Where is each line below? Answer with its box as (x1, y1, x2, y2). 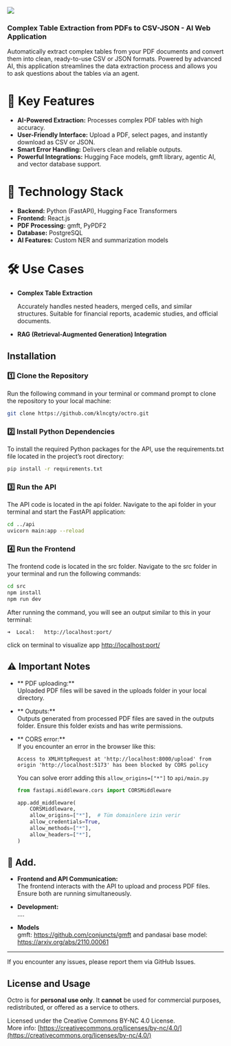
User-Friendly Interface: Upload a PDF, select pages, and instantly (16, 131, 208, 139)
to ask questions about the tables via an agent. (7, 69, 140, 78)
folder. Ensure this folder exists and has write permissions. (16, 721, 184, 730)
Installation (7, 350, 56, 362)
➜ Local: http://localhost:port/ (7, 629, 112, 635)
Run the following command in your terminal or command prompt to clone (7, 389, 217, 397)
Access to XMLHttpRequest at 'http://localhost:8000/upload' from (16, 755, 212, 763)
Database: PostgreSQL (16, 229, 83, 237)
